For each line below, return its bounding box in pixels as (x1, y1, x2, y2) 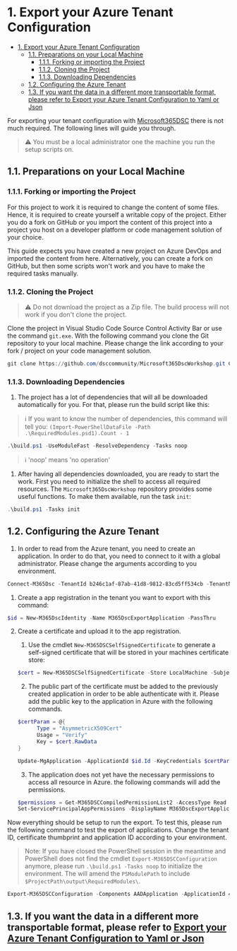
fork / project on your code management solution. (7, 346, 152, 355)
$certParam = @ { (17, 719, 66, 726)
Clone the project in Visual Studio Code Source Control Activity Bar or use (7, 324, 222, 332)
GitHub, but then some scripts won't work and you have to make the (7, 261, 206, 270)
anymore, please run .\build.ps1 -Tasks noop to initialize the (24, 862, 203, 870)
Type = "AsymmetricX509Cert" (36, 725, 123, 732)
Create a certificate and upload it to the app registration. (17, 627, 181, 636)
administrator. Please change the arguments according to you (17, 559, 197, 567)
